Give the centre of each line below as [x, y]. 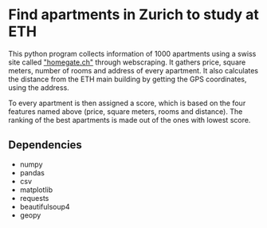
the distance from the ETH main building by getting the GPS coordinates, [128, 79]
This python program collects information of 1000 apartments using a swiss [132, 53]
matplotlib [36, 190]
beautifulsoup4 [45, 206]
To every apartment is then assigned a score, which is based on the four [127, 103]
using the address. [39, 87]
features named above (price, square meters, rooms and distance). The [126, 111]
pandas [32, 172]
